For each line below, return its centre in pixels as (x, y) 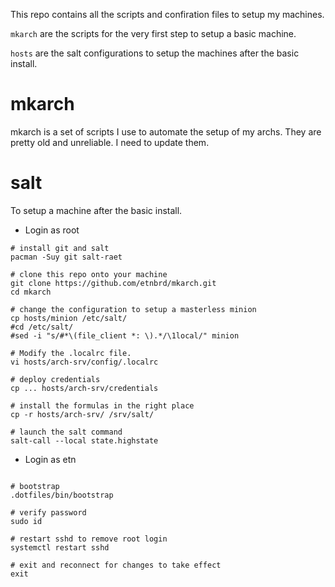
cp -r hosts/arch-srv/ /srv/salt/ (82, 414)
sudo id (26, 521)
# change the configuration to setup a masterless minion (133, 309)
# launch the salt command (66, 432)
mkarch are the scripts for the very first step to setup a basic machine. (153, 33)
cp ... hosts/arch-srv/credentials (84, 388)
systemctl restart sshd (60, 547)
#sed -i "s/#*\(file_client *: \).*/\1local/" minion (125, 335)
